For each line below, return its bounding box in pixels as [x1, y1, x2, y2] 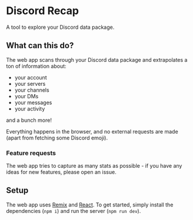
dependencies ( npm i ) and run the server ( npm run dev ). [6, 207, 141, 214]
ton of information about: [6, 62, 66, 69]
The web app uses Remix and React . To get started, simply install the [6, 201, 174, 208]
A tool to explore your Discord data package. [6, 24, 115, 31]
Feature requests [6, 149, 56, 157]
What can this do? [6, 41, 74, 51]
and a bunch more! [6, 116, 52, 124]
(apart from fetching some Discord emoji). [6, 134, 108, 141]
